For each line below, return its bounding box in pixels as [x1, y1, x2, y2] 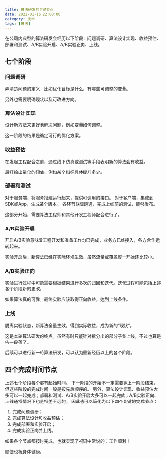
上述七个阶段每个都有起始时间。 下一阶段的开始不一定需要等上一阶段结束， [5, 380, 158, 386]
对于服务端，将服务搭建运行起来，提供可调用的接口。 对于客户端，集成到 [5, 194, 154, 201]
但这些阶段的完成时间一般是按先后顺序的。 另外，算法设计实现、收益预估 [5, 386, 154, 392]
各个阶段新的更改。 [5, 286, 44, 292]
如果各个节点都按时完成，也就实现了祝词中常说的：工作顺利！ [5, 438, 131, 444]
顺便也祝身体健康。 [5, 448, 44, 454]
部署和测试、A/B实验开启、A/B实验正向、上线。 [5, 42, 103, 48]
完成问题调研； [12, 408, 43, 414]
